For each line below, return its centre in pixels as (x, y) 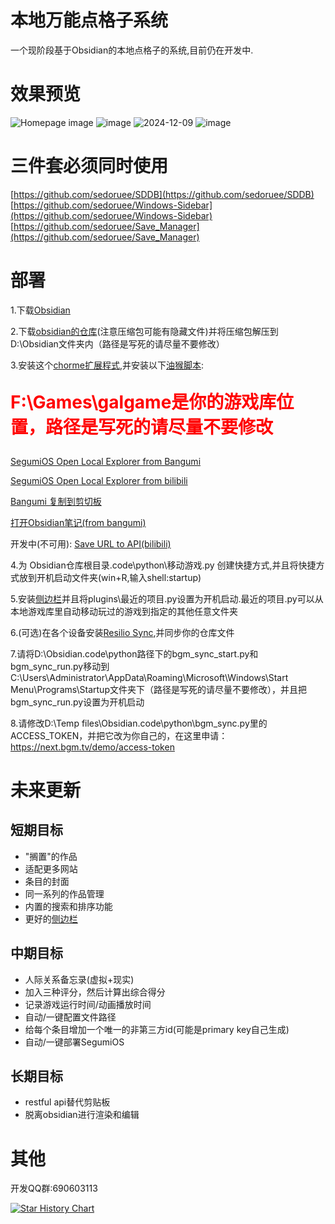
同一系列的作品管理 (64, 893)
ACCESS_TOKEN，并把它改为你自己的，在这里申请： (119, 735)
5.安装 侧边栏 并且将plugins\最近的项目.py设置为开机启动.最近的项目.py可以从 (167, 598)
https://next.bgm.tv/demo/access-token (92, 747)
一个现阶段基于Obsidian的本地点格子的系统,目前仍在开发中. (132, 50)
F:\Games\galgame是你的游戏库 (143, 402)
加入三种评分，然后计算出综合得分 (95, 992)
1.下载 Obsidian (40, 310)
